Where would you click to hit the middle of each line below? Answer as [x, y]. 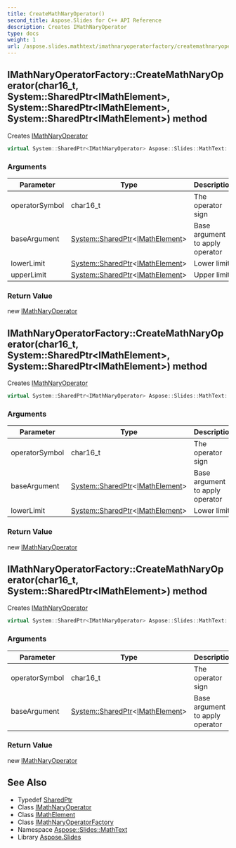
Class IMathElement [46, 814]
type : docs [23, 33]
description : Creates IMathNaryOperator [67, 27]
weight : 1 [22, 40]
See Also [27, 783]
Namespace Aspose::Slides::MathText [72, 829]
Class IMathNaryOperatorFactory [65, 822]
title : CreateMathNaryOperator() [56, 14]
